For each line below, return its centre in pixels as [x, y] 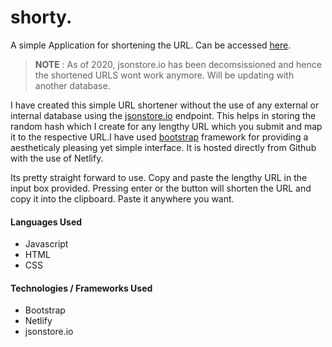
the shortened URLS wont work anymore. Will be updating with [164, 75]
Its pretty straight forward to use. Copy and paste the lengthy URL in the [159, 177]
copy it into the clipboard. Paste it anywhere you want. [122, 198]
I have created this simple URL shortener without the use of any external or [165, 105]
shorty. [41, 17]
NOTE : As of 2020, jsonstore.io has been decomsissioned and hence [178, 64]
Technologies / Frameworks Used [81, 288]
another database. [72, 85]
